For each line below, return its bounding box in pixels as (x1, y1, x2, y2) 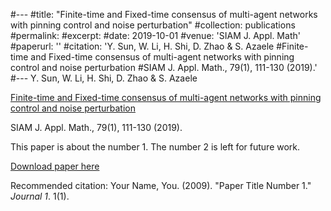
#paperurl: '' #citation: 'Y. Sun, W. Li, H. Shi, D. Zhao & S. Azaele (10, 40, 275, 52)
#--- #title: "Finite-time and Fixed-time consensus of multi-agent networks (10, 9, 318, 20)
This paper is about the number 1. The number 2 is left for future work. (10, 141, 301, 153)
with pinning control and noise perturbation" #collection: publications (10, 19, 296, 31)
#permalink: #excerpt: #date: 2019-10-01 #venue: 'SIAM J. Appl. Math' (10, 30, 301, 41)
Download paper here (10, 160, 100, 172)
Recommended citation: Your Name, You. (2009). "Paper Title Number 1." (10, 180, 312, 191)
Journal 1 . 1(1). (10, 190, 70, 202)
